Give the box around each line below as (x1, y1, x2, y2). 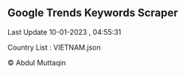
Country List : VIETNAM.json (7, 43, 101, 52)
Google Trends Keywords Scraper (7, 6, 178, 20)
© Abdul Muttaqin (7, 58, 67, 67)
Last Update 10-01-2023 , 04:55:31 (7, 27, 122, 36)
